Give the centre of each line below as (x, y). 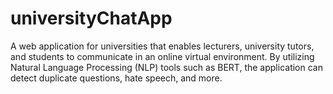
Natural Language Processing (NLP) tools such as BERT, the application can (166, 67)
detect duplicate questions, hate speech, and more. (116, 78)
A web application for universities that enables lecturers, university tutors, (162, 46)
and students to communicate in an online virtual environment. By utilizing (162, 56)
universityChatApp (91, 18)
